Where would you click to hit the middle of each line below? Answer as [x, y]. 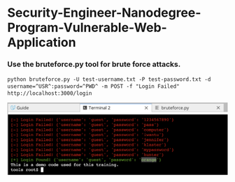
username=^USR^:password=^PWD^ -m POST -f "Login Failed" [93, 86]
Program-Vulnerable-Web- [87, 28]
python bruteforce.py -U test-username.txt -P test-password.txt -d [109, 79]
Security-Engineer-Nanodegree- [104, 13]
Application [42, 43]
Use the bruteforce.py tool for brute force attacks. [94, 64]
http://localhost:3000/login [50, 93]
